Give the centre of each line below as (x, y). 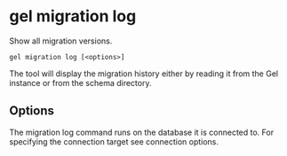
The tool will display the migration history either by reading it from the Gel (143, 74)
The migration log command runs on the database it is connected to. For (141, 132)
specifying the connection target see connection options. (114, 141)
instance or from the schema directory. (80, 82)
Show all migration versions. (61, 41)
